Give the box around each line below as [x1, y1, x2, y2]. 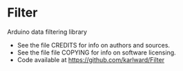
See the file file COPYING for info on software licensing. [17, 48, 176, 57]
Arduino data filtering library [7, 28, 88, 36]
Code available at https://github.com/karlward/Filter [17, 55, 164, 63]
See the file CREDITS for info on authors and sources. [17, 41, 171, 49]
